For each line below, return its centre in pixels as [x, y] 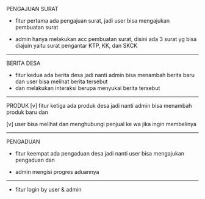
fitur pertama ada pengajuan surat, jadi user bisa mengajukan [92, 21]
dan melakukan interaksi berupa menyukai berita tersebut [88, 88]
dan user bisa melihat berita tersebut [61, 81]
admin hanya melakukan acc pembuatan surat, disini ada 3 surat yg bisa [106, 39]
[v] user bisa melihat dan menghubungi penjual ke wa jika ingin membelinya [102, 124]
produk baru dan [27, 112]
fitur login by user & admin [48, 190]
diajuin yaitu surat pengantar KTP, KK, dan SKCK [76, 46]
